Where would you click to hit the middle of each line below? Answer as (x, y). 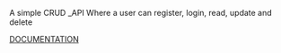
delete (21, 22)
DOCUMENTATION (44, 39)
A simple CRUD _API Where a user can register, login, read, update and (140, 13)
